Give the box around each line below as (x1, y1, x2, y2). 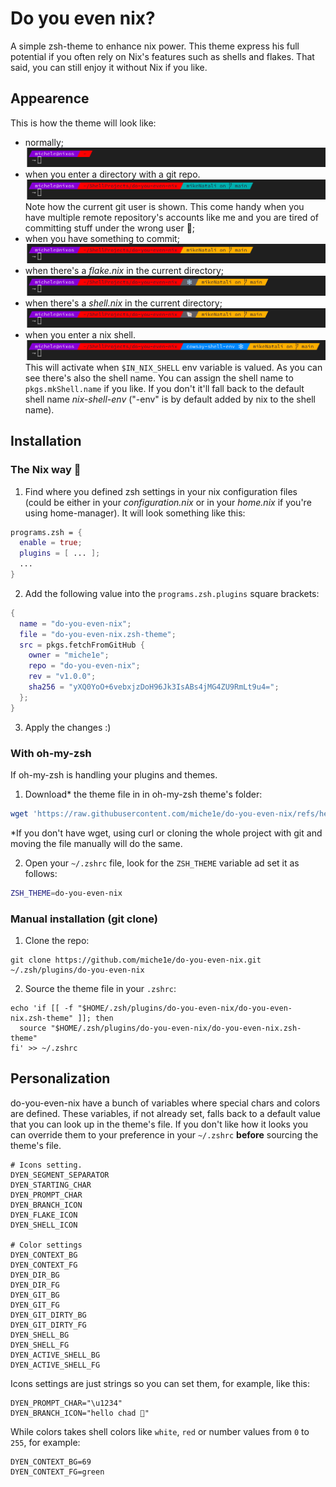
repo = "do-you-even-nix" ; (28, 661, 141, 671)
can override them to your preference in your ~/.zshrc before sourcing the (10, 1128, 319, 1141)
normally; (24, 136, 65, 148)
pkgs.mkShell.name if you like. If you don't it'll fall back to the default (24, 382, 305, 394)
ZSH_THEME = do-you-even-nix (10, 888, 123, 898)
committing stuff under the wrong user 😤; (24, 222, 196, 234)
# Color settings (10, 1240, 83, 1250)
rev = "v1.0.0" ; (28, 672, 97, 682)
